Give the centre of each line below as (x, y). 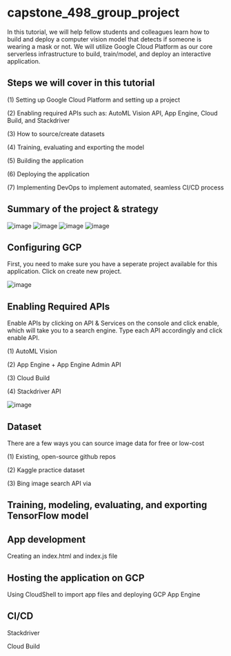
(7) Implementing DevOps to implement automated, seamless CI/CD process (115, 187)
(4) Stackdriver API (34, 391)
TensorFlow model (48, 516)
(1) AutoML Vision (32, 351)
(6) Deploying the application (48, 174)
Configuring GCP (44, 247)
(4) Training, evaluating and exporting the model (76, 147)
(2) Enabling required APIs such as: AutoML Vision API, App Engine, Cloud (113, 113)
